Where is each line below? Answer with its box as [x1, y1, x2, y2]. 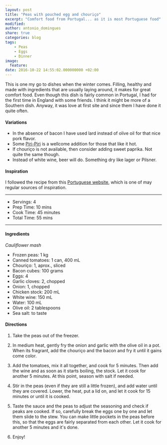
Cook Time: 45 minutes [12, 210, 61, 216]
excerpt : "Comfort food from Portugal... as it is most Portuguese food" [5, 16, 162, 21]
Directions [5, 321, 27, 327]
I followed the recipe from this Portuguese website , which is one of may [5, 179, 152, 185]
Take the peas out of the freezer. [12, 332, 80, 338]
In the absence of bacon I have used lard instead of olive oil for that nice [12, 130, 161, 136]
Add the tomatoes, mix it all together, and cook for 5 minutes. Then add [12, 362, 159, 368]
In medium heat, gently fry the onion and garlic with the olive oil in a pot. [12, 342, 161, 348]
